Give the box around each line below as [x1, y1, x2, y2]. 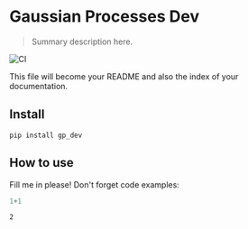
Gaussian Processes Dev [9, 6, 200, 27]
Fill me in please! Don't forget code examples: [9, 179, 180, 190]
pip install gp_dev [9, 131, 83, 140]
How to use [9, 155, 74, 170]
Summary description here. [31, 36, 133, 47]
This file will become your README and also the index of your [9, 70, 239, 82]
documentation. [9, 80, 69, 91]
